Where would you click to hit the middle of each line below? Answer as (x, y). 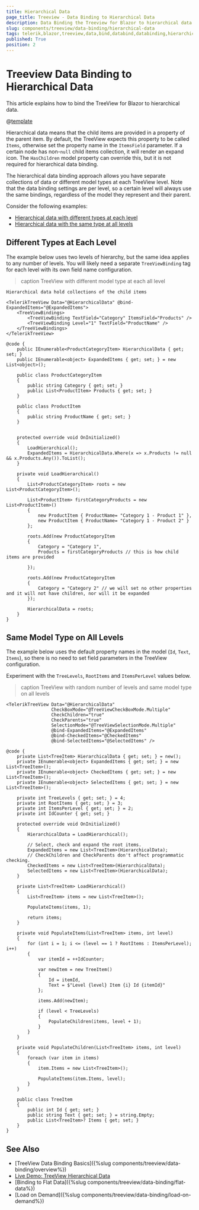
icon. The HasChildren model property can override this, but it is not (89, 157)
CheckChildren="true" (78, 715)
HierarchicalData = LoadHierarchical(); (78, 835)
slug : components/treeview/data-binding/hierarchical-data (81, 28)
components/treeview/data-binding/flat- (137, 1182)
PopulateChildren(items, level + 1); (95, 1022)
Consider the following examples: (47, 206)
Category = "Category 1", (70, 546)
